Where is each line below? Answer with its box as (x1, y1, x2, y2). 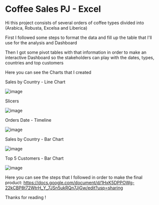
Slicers (5, 98, 19, 104)
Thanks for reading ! (5, 194, 46, 200)
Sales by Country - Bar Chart (5, 136, 64, 142)
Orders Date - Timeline (5, 117, 52, 123)
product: (5, 179, 23, 185)
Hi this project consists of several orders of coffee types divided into (5, 20, 144, 26)
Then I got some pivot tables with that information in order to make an (5, 49, 147, 55)
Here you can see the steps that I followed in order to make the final (5, 174, 143, 180)
